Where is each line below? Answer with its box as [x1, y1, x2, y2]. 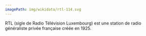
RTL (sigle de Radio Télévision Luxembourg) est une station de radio [5, 20, 142, 26]
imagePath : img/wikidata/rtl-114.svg [5, 7, 81, 12]
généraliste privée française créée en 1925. [5, 25, 92, 31]
